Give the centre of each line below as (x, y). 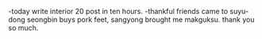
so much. (23, 28)
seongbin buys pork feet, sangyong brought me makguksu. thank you (141, 19)
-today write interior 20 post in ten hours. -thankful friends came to (118, 11)
